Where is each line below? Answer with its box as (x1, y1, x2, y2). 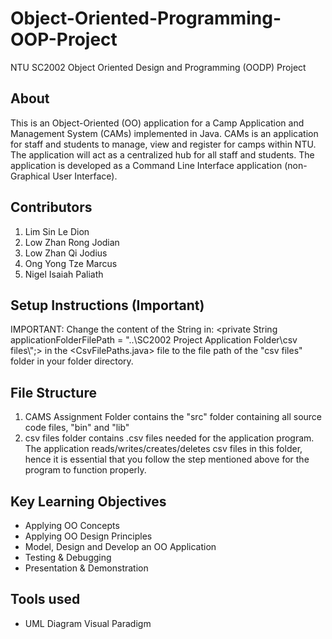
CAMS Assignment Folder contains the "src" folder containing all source (24, 411, 322, 423)
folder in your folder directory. (10, 355, 134, 367)
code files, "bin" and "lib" (24, 422, 130, 434)
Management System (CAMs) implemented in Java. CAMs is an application (10, 127, 319, 139)
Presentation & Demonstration (24, 562, 149, 574)
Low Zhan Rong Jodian (24, 236, 120, 248)
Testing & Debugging (24, 552, 112, 563)
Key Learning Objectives (10, 493, 167, 510)
